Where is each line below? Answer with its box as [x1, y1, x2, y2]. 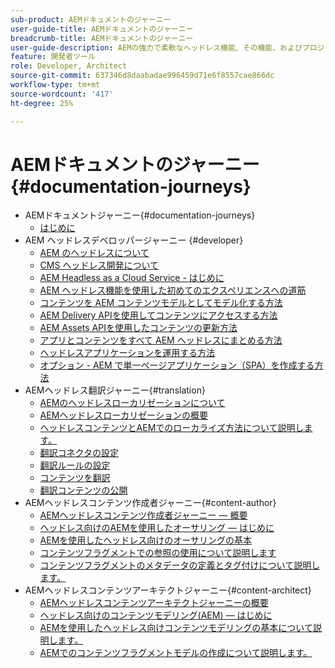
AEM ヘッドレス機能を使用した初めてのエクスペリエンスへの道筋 [39, 284, 307, 296]
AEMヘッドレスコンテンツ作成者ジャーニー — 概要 [39, 509, 248, 521]
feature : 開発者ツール [10, 52, 96, 62]
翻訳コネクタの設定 [39, 447, 120, 459]
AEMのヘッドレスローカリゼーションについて [39, 397, 226, 409]
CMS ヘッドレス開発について [39, 259, 159, 271]
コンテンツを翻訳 [39, 472, 111, 484]
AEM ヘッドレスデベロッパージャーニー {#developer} [24, 234, 244, 246]
